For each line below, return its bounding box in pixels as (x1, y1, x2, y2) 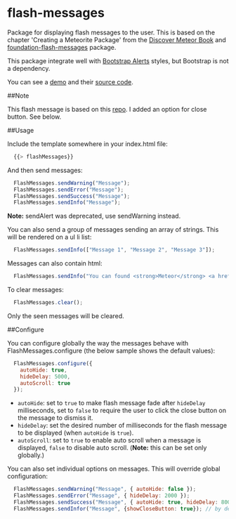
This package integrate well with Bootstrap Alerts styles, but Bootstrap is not (7, 56, 230, 65)
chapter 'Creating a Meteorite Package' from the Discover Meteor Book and (7, 35, 226, 44)
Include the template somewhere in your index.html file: (7, 139, 168, 148)
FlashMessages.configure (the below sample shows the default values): (7, 346, 216, 355)
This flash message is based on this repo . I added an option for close (7, 105, 207, 113)
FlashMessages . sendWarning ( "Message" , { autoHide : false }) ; (13, 486, 197, 493)
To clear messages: (7, 286, 65, 294)
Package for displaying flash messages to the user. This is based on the (7, 28, 216, 37)
